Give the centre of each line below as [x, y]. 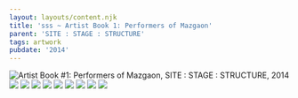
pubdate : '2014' [39, 50]
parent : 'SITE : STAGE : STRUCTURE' [77, 34]
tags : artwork [36, 42]
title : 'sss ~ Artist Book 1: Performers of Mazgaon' [111, 26]
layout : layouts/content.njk [63, 17]
